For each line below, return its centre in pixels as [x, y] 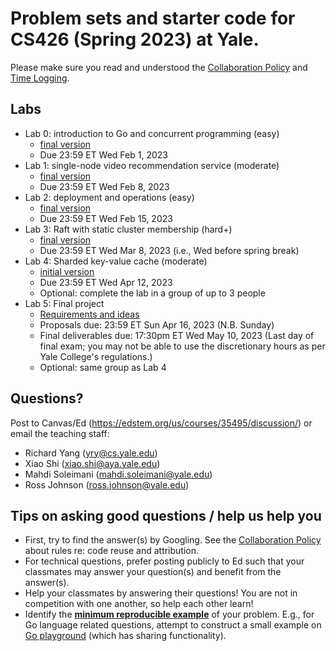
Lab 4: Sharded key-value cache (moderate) [116, 261]
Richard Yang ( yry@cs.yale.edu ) [91, 453]
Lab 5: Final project [64, 303]
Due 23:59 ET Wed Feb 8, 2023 [104, 186]
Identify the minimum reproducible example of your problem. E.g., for [169, 614]
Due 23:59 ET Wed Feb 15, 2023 [106, 218]
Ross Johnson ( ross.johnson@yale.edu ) [107, 484]
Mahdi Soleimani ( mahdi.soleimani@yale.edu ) [118, 474]
